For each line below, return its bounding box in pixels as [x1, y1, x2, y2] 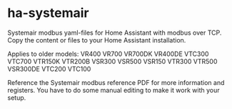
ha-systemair [7, 5, 89, 21]
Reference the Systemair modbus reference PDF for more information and [7, 78, 225, 86]
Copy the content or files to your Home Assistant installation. [7, 35, 186, 44]
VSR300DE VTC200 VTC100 [7, 64, 91, 73]
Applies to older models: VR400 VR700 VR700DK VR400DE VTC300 [7, 50, 209, 58]
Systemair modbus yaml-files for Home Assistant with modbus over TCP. [7, 28, 222, 37]
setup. [7, 93, 26, 102]
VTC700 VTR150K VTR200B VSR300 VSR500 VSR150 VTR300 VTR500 [7, 57, 218, 65]
